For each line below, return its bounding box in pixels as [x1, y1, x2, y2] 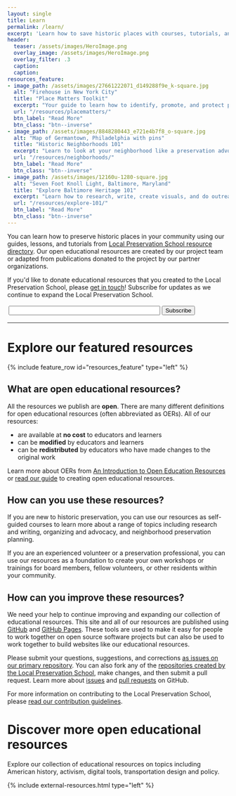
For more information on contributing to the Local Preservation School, [7, 690, 212, 698]
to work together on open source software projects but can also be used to [7, 633, 225, 641]
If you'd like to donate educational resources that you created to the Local [7, 275, 221, 284]
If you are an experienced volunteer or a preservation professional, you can [7, 549, 226, 557]
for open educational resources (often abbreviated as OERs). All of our [7, 409, 211, 418]
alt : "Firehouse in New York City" [13, 89, 118, 96]
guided [7, 521, 28, 529]
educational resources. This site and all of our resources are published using [7, 618, 229, 626]
